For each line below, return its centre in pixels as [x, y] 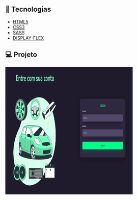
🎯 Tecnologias [28, 9]
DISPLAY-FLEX [28, 38]
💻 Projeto [21, 55]
